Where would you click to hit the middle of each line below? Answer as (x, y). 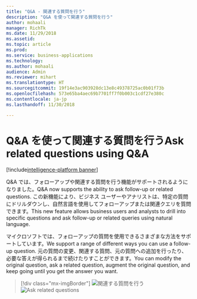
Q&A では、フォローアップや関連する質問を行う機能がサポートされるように (97, 182)
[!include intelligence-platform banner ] (52, 170)
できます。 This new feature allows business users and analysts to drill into (96, 211)
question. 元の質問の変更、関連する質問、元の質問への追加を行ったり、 (100, 251)
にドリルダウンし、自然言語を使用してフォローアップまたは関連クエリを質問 (99, 204)
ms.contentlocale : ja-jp (36, 99)
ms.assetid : (21, 39)
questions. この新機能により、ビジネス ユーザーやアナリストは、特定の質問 (97, 197)
